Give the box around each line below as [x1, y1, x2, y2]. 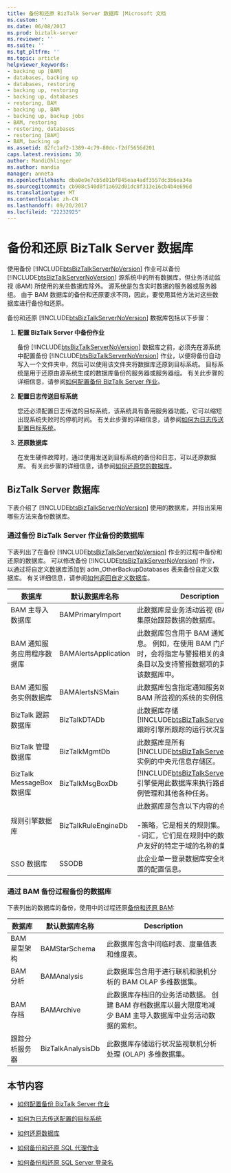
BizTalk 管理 [10, 742, 49, 751]
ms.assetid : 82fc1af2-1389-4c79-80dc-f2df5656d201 [7, 145, 155, 152]
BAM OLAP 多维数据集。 [122, 977, 201, 987]
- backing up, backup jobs [7, 112, 85, 119]
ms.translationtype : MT [7, 189, 76, 196]
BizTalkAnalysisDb [40, 1044, 100, 1054]
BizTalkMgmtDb [59, 747, 111, 756]
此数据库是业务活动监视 [137, 605, 213, 614]
